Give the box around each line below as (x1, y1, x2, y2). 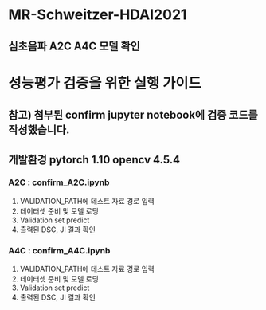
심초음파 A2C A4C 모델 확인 (8, 39, 141, 53)
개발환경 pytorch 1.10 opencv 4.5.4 (8, 153, 181, 167)
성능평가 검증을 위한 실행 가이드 (8, 74, 201, 92)
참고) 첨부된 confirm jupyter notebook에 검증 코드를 (8, 108, 258, 122)
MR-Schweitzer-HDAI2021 (8, 6, 187, 24)
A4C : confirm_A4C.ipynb (8, 245, 111, 256)
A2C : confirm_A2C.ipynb (8, 177, 110, 188)
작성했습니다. (8, 124, 70, 137)
